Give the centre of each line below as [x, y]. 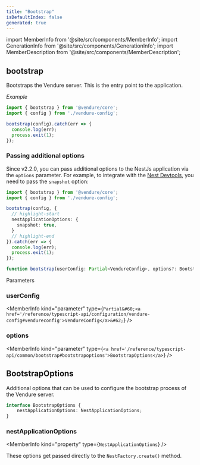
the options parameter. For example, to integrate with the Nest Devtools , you [100, 175]
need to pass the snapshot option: [47, 181]
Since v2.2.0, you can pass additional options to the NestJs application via [97, 169]
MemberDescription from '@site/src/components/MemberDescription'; [93, 52]
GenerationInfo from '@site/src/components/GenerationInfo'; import [90, 46]
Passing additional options [46, 156]
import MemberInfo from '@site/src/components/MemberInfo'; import [92, 40]
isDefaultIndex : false [34, 17]
